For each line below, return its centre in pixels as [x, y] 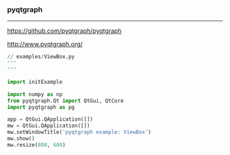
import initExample [35, 82]
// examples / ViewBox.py [41, 57]
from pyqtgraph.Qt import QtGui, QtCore [66, 101]
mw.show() [21, 139]
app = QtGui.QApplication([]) [50, 119]
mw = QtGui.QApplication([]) [49, 126]
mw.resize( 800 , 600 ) [37, 145]
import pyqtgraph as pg [41, 107]
